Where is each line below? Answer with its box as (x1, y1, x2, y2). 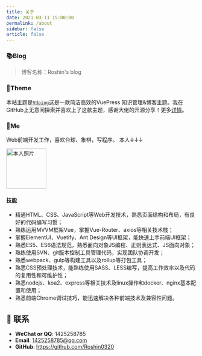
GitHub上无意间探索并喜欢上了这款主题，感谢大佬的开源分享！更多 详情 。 (6, 106, 188, 113)
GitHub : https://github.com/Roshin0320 (14, 343, 115, 351)
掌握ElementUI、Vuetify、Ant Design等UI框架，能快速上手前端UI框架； (14, 234, 192, 241)
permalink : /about (6, 20, 52, 26)
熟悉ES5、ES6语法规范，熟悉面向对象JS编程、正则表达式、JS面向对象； (14, 242, 196, 249)
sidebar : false (6, 25, 45, 32)
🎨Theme (6, 84, 32, 93)
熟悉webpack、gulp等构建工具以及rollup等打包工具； (14, 257, 148, 264)
